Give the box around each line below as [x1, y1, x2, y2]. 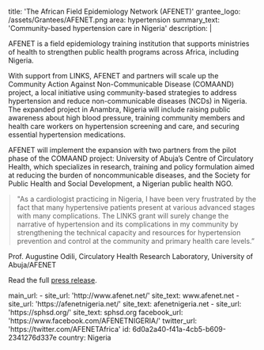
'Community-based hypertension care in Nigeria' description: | [8, 24, 212, 32]
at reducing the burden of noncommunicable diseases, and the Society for [8, 170, 251, 180]
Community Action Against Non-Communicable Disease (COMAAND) [8, 79, 235, 89]
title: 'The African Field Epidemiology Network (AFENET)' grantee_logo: [8, 7, 241, 16]
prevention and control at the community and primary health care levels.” [17, 237, 255, 245]
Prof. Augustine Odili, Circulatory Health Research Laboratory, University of [8, 252, 254, 261]
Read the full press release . [8, 276, 97, 284]
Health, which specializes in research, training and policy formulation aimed [8, 162, 255, 171]
